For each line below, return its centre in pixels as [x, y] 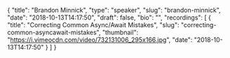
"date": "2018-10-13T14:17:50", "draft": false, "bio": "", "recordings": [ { [109, 17]
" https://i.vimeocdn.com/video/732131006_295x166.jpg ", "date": [100, 40]
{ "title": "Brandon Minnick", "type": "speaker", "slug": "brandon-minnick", [114, 10]
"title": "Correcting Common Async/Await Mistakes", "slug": [94, 25]
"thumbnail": [120, 32]
